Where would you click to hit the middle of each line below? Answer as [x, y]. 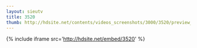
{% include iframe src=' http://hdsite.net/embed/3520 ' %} [76, 39]
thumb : [14, 22]
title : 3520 [21, 17]
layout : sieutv [25, 11]
